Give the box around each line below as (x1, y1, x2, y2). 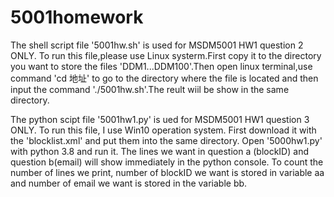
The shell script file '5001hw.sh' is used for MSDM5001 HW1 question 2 (10, 39, 304, 51)
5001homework (10, 6, 144, 29)
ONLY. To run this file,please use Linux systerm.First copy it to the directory (10, 49, 322, 61)
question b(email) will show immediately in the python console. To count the (10, 156, 324, 168)
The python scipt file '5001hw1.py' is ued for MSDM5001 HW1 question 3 (10, 113, 310, 125)
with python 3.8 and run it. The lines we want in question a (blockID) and (10, 145, 309, 157)
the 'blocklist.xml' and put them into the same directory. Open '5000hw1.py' (10, 134, 323, 146)
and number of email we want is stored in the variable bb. (10, 177, 248, 189)
